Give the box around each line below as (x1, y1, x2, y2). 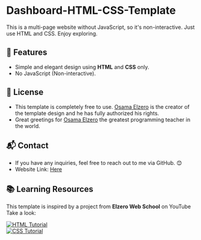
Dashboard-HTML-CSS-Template (6, 4, 176, 17)
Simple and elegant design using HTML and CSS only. (14, 63, 149, 70)
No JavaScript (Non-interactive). (14, 70, 96, 77)
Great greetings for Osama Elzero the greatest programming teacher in (14, 115, 191, 123)
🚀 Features (6, 48, 48, 58)
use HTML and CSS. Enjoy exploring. (6, 29, 98, 37)
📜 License (6, 87, 44, 97)
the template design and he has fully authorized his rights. (14, 109, 159, 117)
